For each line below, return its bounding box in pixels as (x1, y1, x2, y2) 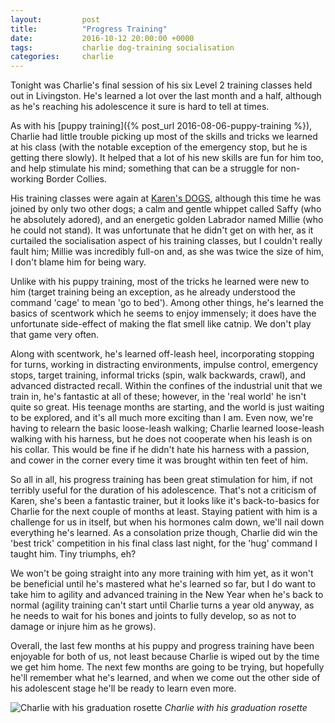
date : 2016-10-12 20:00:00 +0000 (10, 33, 195, 43)
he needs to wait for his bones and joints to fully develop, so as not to (10, 610, 297, 622)
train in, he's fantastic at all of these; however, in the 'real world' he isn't (10, 391, 307, 403)
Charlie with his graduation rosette (164, 702, 308, 714)
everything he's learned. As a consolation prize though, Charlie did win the (10, 527, 318, 539)
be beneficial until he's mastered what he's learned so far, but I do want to (10, 578, 317, 590)
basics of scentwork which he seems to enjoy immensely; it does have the (10, 307, 317, 320)
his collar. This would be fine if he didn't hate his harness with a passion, (10, 444, 310, 456)
